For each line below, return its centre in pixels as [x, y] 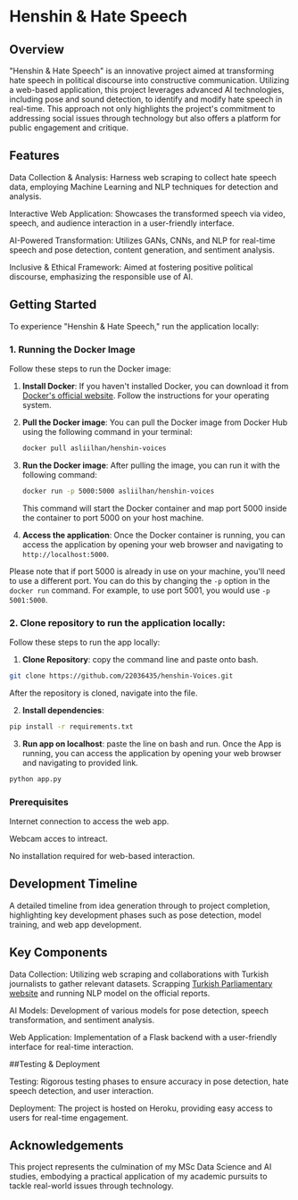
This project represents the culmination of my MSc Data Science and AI [141, 1167]
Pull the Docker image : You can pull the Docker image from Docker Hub [155, 422]
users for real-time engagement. [69, 1117]
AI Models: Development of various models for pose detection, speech [139, 1010]
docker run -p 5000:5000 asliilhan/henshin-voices [118, 491]
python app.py [36, 779]
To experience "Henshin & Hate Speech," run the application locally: [134, 326]
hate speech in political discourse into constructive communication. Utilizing [149, 80]
